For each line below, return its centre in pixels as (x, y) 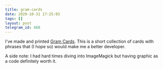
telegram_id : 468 (23, 28)
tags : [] (14, 18)
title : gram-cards (24, 9)
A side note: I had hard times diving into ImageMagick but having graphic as (81, 56)
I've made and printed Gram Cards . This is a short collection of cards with (80, 41)
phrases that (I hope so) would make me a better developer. (65, 47)
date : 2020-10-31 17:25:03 (33, 14)
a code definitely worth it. (31, 61)
